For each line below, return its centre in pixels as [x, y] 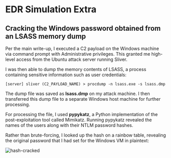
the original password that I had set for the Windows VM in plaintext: [77, 141]
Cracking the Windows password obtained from [83, 28]
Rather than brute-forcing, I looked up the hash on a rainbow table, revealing [86, 135]
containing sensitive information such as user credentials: [66, 75]
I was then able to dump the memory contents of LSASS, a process [76, 69]
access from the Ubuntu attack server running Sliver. [72, 59]
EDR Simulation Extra [51, 9]
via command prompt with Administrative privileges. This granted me [78, 54]
